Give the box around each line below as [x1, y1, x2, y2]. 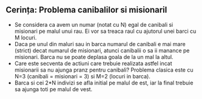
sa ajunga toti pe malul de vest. [14, 85, 93, 93]
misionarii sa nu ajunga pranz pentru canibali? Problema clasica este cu [14, 66, 194, 73]
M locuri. [14, 33, 37, 41]
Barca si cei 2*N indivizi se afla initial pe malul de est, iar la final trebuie [14, 79, 194, 86]
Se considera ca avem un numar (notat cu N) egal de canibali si [14, 21, 173, 28]
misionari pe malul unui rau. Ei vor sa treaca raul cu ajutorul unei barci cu [14, 27, 197, 35]
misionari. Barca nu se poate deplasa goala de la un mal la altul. [14, 53, 173, 60]
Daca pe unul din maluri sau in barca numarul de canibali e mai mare [14, 40, 186, 47]
